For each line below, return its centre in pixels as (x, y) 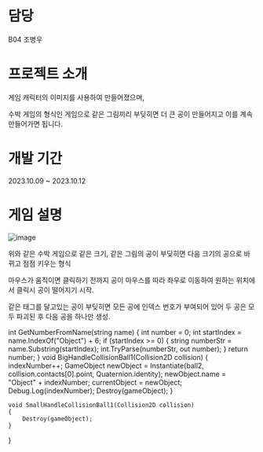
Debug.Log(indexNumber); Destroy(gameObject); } (91, 391)
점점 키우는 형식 (47, 263)
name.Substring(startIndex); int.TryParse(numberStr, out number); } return (128, 349)
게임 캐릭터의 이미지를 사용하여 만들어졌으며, (77, 97)
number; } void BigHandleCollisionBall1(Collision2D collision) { (108, 357)
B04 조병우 (26, 39)
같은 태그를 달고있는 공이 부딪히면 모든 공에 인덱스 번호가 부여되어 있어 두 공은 (128, 307)
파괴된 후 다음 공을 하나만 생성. (63, 316)
